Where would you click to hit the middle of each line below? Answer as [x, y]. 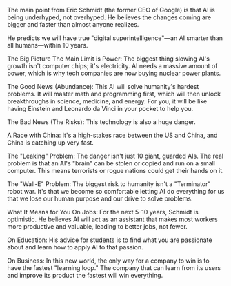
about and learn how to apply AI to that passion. [75, 247]
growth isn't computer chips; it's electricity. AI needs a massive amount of [112, 66]
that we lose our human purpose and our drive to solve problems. [100, 198]
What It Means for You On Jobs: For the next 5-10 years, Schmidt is [103, 212]
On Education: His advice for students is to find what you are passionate [110, 240]
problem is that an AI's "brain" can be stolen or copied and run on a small [111, 163]
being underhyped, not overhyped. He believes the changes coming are [109, 17]
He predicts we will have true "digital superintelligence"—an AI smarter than [115, 38]
